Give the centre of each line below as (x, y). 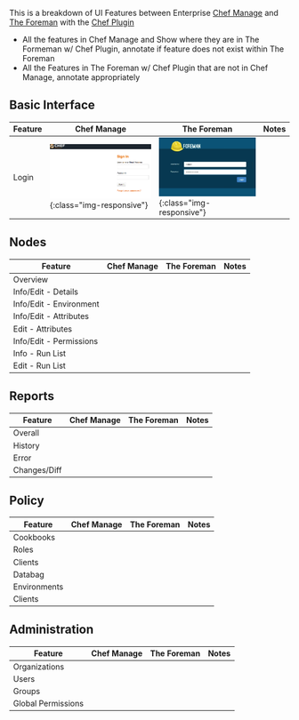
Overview (31, 279)
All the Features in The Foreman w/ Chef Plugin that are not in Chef (145, 68)
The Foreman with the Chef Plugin (72, 22)
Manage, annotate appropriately (81, 77)
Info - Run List (40, 354)
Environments (38, 587)
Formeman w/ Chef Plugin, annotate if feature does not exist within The (153, 49)
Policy (27, 501)
